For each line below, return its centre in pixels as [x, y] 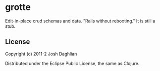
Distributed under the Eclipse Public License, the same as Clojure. [72, 63]
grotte [18, 7]
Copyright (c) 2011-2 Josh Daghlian [41, 54]
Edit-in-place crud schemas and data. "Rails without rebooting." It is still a [80, 21]
